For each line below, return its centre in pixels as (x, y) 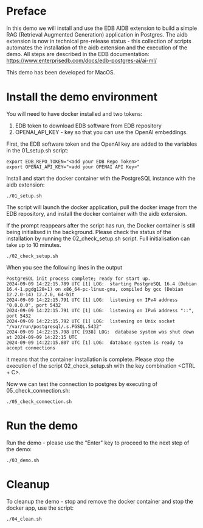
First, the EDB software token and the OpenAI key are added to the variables (102, 144)
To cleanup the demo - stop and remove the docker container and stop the (100, 501)
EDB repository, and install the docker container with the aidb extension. (97, 213)
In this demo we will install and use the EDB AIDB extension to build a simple (102, 28)
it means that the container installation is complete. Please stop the (90, 359)
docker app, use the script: (40, 508)
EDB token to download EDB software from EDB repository (88, 126)
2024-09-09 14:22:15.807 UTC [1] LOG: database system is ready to (95, 343)
